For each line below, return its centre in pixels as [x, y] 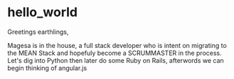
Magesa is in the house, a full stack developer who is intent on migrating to [117, 45]
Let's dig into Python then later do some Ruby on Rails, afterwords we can [116, 60]
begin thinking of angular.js [47, 68]
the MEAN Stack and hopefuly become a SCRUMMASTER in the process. [115, 53]
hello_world [43, 12]
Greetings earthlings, [38, 32]
